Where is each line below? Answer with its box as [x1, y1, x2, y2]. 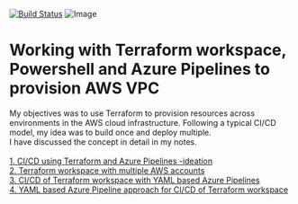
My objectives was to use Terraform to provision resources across [9, 108, 255, 119]
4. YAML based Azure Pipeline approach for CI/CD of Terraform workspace [9, 184, 289, 195]
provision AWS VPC [9, 78, 160, 99]
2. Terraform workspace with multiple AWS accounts [9, 164, 205, 175]
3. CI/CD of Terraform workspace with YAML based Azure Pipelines [9, 174, 260, 185]
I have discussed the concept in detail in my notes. [9, 136, 197, 147]
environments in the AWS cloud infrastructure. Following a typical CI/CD [9, 117, 276, 128]
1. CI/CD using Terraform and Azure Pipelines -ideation [9, 155, 213, 166]
